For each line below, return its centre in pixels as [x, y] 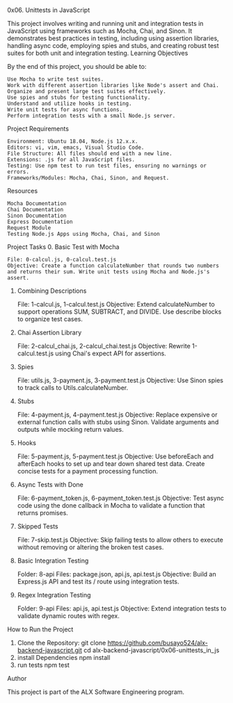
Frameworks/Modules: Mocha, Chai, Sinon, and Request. [88, 178]
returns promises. [42, 513]
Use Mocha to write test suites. [56, 79]
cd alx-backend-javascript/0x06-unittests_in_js [151, 650]
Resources [23, 191]
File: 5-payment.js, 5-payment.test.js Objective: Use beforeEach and [115, 456]
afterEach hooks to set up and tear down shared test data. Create [111, 464]
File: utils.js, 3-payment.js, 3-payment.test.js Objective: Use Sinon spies [120, 380]
